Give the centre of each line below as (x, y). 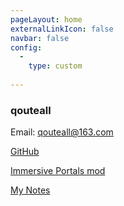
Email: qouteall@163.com (62, 132)
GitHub (25, 152)
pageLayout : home (46, 19)
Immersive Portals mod (58, 171)
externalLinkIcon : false (62, 29)
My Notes (30, 190)
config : (26, 47)
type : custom (55, 66)
